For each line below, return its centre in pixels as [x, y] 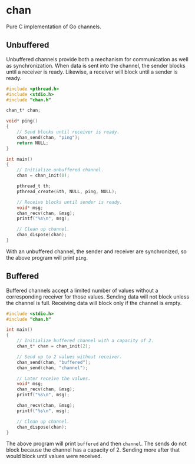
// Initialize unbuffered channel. [60, 170]
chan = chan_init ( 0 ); [43, 175]
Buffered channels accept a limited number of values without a [82, 290]
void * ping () [22, 121]
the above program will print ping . [47, 257]
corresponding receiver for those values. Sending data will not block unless [98, 296]
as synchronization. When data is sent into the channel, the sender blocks [96, 65]
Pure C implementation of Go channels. [54, 26]
